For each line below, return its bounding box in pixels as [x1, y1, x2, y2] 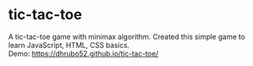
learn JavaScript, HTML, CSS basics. [8, 40, 130, 49]
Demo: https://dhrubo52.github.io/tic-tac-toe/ [8, 49, 159, 58]
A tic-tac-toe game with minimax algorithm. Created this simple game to [8, 32, 246, 41]
